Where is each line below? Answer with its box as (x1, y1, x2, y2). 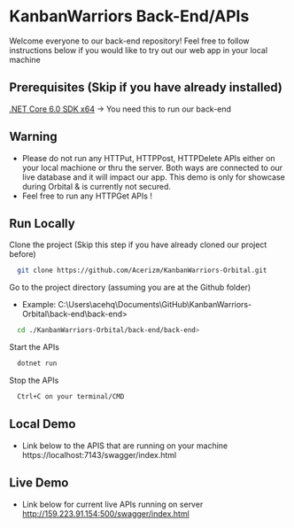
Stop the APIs (9, 375, 59, 385)
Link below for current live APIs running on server (21, 499, 204, 509)
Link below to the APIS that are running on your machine (21, 440, 228, 451)
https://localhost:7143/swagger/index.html (21, 449, 177, 460)
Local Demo (9, 416, 76, 431)
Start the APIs (9, 342, 60, 353)
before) (9, 249, 37, 260)
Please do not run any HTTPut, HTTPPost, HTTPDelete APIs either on (21, 152, 276, 163)
